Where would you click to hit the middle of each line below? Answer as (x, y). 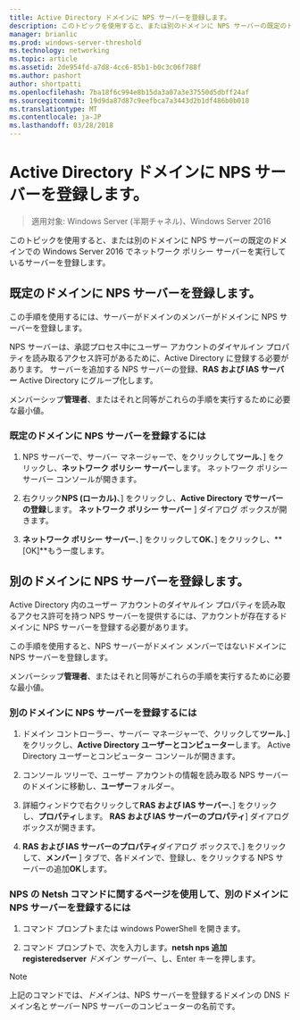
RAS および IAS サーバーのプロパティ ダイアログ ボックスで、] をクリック (154, 847)
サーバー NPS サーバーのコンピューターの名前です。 (144, 1007)
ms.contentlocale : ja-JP (55, 117)
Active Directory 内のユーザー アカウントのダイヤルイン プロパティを (136, 605)
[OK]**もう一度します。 (66, 551)
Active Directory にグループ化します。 (88, 380)
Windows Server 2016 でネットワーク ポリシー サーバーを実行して (164, 251)
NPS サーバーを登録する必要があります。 (118, 627)
